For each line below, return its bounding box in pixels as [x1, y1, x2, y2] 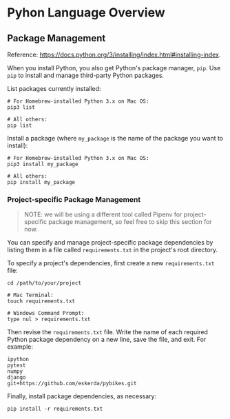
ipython [7, 356, 30, 363]
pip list [7, 122, 32, 129]
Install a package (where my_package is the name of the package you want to [7, 134, 224, 142]
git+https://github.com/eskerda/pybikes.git [7, 380, 137, 387]
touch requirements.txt [7, 298, 76, 305]
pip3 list [7, 104, 36, 111]
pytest [7, 362, 26, 369]
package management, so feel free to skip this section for [48, 218, 212, 226]
